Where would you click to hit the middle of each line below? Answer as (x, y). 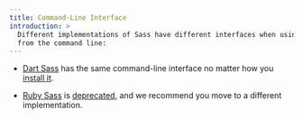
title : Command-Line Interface (68, 18)
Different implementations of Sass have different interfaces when (147, 34)
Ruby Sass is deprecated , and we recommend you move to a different (152, 96)
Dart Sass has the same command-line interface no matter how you (148, 69)
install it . (38, 78)
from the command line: (62, 43)
